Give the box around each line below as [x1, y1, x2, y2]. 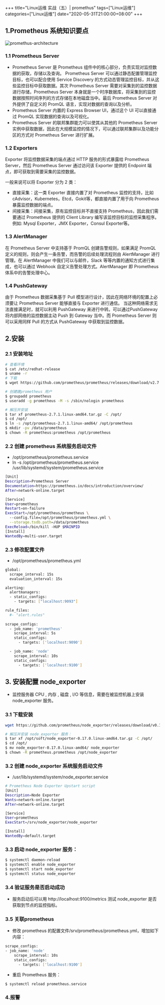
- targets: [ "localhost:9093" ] [14, 599, 78, 604]
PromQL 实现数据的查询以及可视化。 [18, 113, 92, 120]
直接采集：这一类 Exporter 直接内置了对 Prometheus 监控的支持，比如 [12, 190, 154, 196]
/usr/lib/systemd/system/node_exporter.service [12, 774, 109, 780]
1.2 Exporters [5, 145, 38, 152]
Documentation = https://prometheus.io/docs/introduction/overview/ [5, 483, 144, 488]
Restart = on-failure [5, 506, 45, 511]
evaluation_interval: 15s [9, 576, 63, 581]
